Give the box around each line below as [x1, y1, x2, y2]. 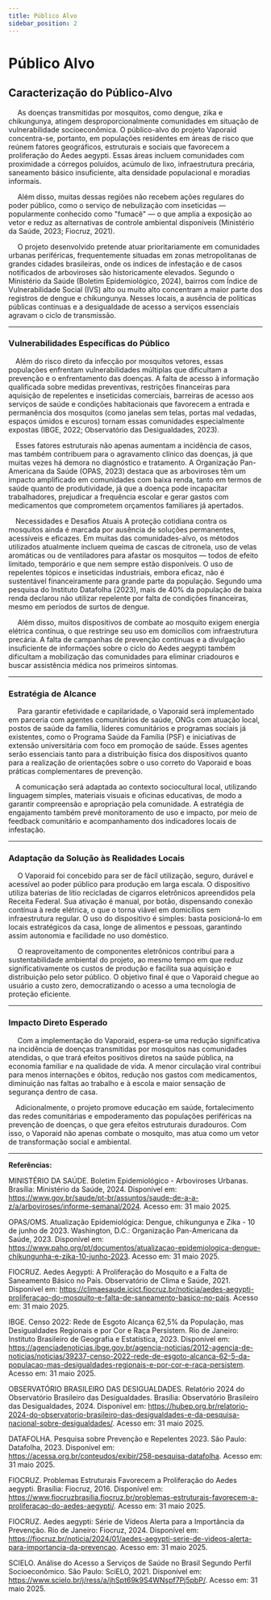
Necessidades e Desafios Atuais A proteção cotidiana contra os [15, 516, 227, 525]
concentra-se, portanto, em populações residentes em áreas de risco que [8, 133, 254, 143]
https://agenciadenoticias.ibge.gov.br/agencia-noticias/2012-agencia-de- [8, 1343, 254, 1352]
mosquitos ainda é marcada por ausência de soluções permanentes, [8, 524, 236, 534]
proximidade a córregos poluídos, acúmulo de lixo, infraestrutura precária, [8, 159, 256, 169]
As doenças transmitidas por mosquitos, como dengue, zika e [17, 107, 223, 117]
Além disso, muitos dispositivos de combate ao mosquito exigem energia [17, 617, 260, 627]
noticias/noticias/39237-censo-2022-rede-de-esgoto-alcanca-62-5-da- [8, 1351, 251, 1360]
